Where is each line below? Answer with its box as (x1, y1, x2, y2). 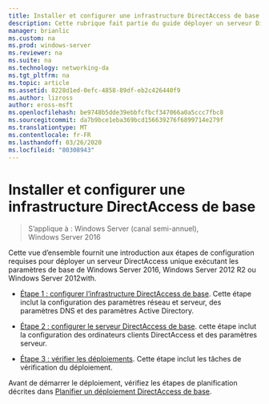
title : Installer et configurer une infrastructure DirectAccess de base (8, 11, 260, 20)
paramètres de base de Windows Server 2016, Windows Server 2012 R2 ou (8, 265, 256, 275)
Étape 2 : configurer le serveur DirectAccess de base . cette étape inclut (19, 321, 257, 331)
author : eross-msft (8, 101, 74, 109)
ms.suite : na (8, 57, 52, 65)
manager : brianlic (8, 26, 70, 34)
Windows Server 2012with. (8, 273, 97, 283)
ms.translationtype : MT (8, 123, 88, 131)
